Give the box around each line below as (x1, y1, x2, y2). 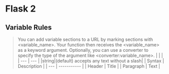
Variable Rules (5, 23, 52, 32)
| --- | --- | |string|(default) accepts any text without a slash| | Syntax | (17, 58, 164, 63)
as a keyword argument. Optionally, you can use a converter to (17, 47, 149, 53)
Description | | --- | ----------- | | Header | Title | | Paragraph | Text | (17, 63, 160, 69)
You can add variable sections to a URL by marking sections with (17, 36, 153, 42)
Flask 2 (5, 3, 36, 15)
